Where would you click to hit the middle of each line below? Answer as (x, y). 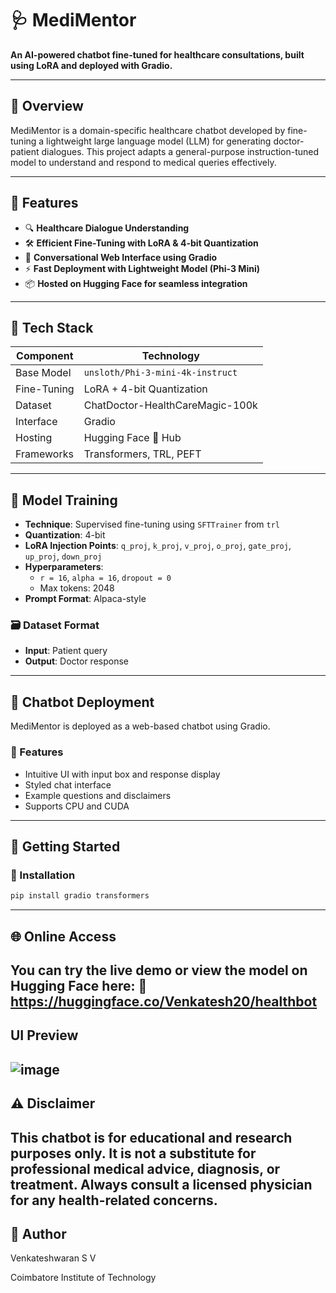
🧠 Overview (47, 106)
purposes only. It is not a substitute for (133, 1153)
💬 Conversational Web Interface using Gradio (121, 257)
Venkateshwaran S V (53, 1258)
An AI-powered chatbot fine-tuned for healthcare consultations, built (157, 54)
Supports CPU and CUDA (77, 806)
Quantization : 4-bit (65, 535)
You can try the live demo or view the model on (159, 970)
